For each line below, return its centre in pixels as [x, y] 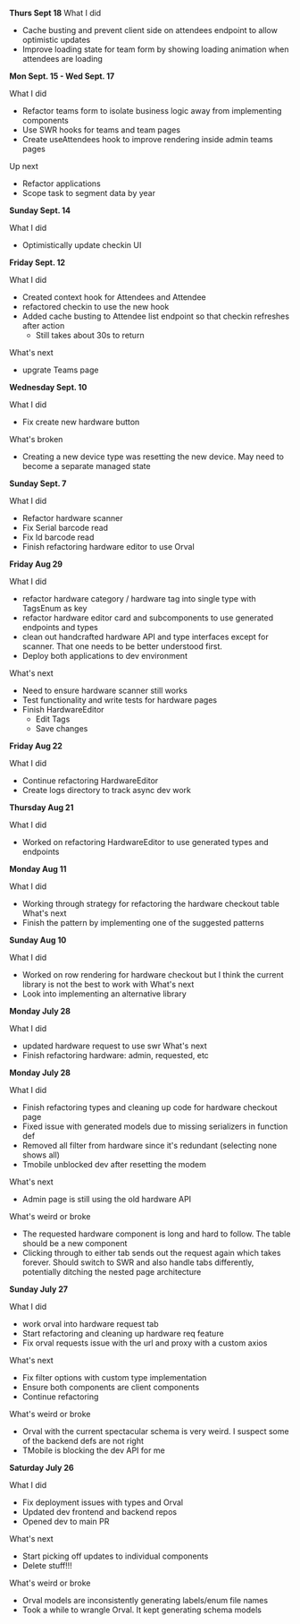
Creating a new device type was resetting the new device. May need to [153, 457]
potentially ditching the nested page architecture [112, 1272]
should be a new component [75, 1243]
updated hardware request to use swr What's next [114, 1046]
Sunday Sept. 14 [40, 210]
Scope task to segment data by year [89, 193]
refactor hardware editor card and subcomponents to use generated [148, 618]
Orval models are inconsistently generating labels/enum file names [145, 1600]
